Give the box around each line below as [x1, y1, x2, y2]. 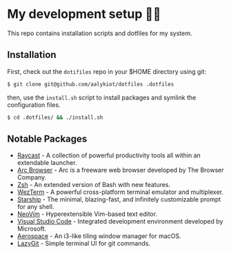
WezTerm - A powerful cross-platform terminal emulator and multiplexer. [17, 188, 224, 196]
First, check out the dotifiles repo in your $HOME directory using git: [7, 67, 207, 75]
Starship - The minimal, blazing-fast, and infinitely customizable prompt [17, 195, 221, 204]
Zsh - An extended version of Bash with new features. [17, 181, 171, 189]
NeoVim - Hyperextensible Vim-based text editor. [17, 210, 157, 218]
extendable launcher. [17, 159, 77, 167]
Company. [17, 173, 47, 182]
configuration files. [7, 100, 61, 109]
